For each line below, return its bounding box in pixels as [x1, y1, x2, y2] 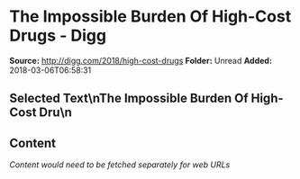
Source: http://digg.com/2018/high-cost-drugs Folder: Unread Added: [9, 55, 273, 66]
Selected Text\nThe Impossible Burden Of [9, 91, 250, 106]
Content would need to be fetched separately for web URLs [9, 159, 231, 170]
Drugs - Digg [9, 25, 106, 46]
